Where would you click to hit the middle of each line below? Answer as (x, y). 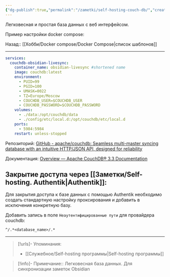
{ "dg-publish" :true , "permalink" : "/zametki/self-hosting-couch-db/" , (79, 10)
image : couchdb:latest (38, 72)
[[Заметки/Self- (116, 174)
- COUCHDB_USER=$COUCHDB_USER (50, 100)
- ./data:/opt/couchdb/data (48, 115)
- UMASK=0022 (32, 91)
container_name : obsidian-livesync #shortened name (70, 67)
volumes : (24, 110)
